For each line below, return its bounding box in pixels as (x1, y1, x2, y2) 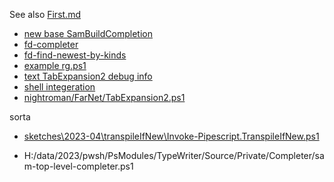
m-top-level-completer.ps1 (23, 160, 134, 172)
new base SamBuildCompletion (23, 28, 153, 39)
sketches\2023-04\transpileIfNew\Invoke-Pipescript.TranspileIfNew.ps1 (23, 130, 320, 142)
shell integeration (23, 81, 96, 93)
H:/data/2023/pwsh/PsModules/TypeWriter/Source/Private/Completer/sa (23, 150, 325, 161)
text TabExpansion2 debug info (23, 70, 153, 82)
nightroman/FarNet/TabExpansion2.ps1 (23, 92, 186, 103)
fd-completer (23, 39, 79, 50)
